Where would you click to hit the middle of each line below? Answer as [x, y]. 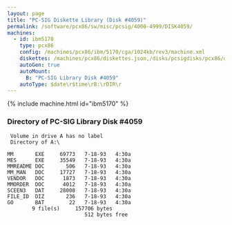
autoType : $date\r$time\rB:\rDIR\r [71, 84]
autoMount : [35, 71]
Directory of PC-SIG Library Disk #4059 [75, 121]
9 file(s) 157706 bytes [72, 208]
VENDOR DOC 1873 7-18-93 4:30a [69, 178]
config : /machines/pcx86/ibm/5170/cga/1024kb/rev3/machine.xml [113, 52]
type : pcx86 [37, 46]
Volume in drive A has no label [57, 136]
